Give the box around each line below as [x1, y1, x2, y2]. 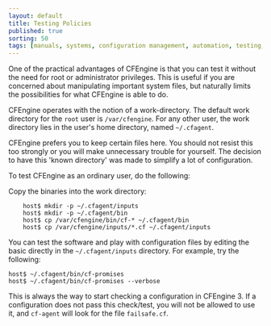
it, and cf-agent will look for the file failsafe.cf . [8, 308, 169, 319]
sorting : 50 [8, 34, 48, 43]
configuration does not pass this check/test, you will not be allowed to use [8, 300, 256, 310]
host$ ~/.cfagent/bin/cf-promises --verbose [8, 278, 161, 286]
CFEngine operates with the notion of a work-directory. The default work [8, 106, 250, 115]
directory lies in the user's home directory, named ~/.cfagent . [8, 123, 215, 132]
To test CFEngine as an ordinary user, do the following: [8, 171, 191, 181]
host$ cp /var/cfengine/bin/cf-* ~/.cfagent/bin [23, 216, 190, 224]
